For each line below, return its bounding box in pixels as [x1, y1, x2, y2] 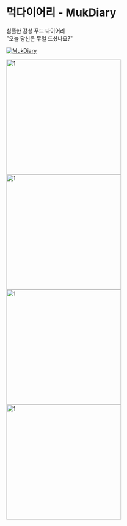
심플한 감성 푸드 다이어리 [6, 27, 65, 34]
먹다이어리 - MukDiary [6, 6, 117, 20]
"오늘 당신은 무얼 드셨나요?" [6, 34, 73, 42]
